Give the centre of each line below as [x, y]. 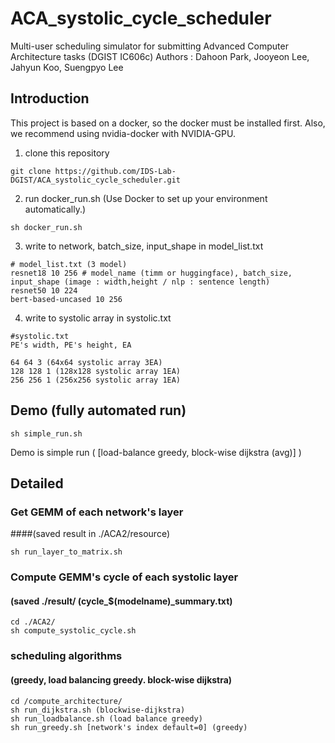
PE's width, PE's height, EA [71, 345]
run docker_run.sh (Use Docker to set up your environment [146, 198]
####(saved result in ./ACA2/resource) [90, 534]
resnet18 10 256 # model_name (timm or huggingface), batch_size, [151, 273]
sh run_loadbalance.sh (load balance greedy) [106, 718]
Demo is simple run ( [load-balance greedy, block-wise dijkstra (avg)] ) [156, 452]
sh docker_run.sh [46, 227]
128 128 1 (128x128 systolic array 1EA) [96, 371]
